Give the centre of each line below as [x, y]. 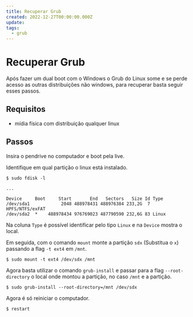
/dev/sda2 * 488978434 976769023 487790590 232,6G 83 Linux [86, 214]
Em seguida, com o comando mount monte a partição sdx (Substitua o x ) [92, 242]
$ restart [18, 309]
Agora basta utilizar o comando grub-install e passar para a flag [85, 270]
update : [15, 22]
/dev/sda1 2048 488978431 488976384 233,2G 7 [78, 204]
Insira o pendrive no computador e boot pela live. [65, 156]
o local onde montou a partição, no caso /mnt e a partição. [101, 277]
